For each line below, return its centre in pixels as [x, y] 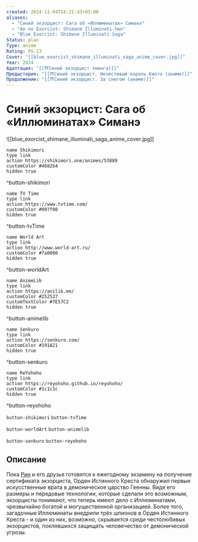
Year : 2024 [20, 62]
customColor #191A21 [32, 346]
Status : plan [23, 40]
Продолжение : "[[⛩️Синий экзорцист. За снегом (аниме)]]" [81, 79]
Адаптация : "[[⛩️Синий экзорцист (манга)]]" [63, 68]
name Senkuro [23, 330]
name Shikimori [25, 150]
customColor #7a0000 [32, 253]
